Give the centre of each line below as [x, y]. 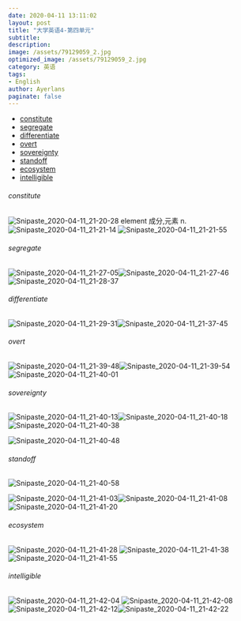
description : [30, 45]
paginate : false [35, 96]
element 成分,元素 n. [154, 221]
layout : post [30, 23]
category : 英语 [32, 67]
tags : [17, 74]
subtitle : [24, 38]
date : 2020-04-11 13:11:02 [53, 15]
